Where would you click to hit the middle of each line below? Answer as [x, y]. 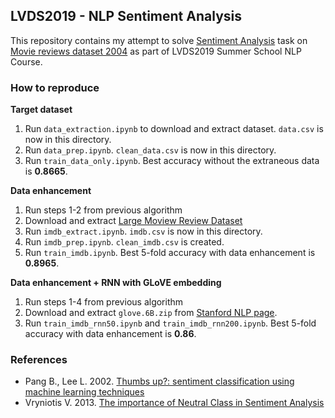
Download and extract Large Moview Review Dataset [133, 221]
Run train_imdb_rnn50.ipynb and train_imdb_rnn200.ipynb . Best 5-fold [170, 323]
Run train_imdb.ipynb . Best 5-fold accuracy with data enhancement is [170, 253]
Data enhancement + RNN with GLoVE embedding [116, 283]
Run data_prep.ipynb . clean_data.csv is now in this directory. [150, 150]
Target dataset [41, 110]
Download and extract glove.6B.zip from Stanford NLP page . [151, 313]
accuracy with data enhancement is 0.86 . [110, 334]
